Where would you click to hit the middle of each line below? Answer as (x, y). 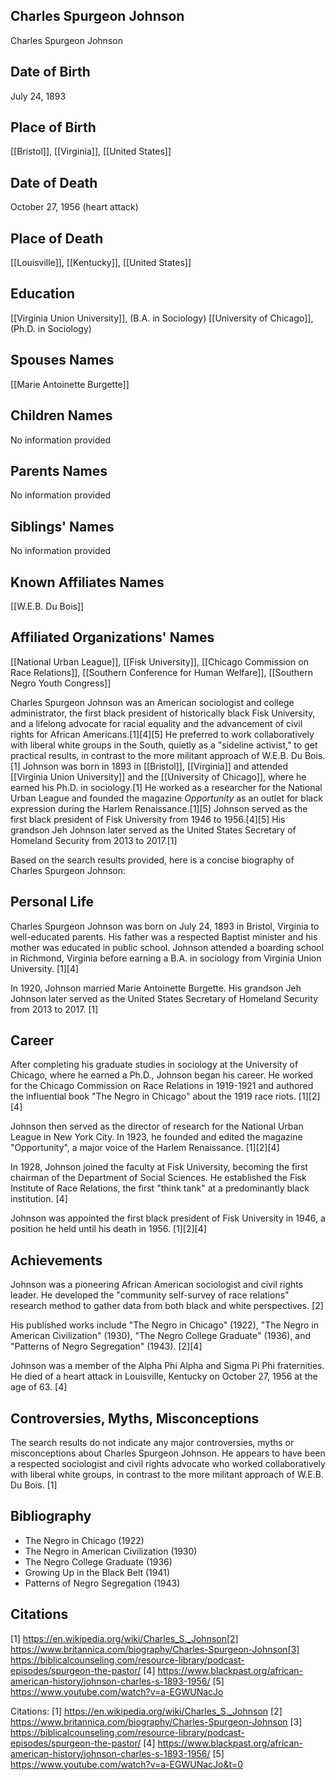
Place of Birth (53, 127)
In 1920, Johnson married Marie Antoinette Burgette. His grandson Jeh (156, 988)
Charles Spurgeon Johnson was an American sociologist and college (152, 702)
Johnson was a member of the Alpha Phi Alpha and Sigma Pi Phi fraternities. (167, 1366)
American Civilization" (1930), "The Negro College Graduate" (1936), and (161, 1336)
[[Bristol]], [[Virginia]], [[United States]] (91, 151)
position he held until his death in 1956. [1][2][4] (108, 1229)
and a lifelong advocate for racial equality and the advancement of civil (156, 723)
